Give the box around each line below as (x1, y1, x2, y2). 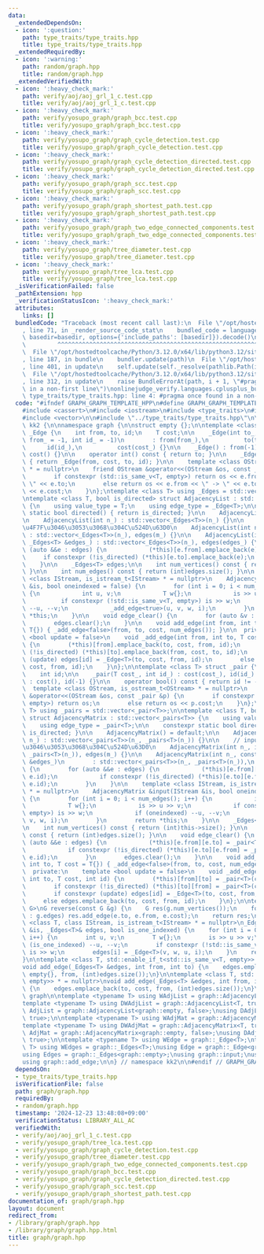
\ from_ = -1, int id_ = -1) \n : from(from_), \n (22, 436, 210, 444)
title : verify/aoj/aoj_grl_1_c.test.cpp (22, 99, 156, 107)
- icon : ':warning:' (15, 56, 82, 64)
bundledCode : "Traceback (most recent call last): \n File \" (15, 319, 223, 327)
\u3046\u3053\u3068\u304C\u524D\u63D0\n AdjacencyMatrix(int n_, (22, 743, 251, 752)
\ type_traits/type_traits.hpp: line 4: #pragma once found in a (22, 392, 241, 400)
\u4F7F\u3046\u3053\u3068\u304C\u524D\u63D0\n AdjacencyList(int (22, 524, 251, 532)
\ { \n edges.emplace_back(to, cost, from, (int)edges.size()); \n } (22, 985, 255, 993)
